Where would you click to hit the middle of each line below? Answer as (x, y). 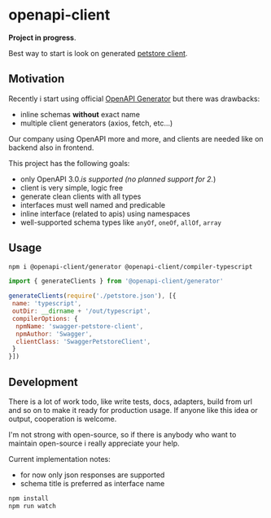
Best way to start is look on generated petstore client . (98, 53)
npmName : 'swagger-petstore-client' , (80, 326)
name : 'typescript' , (47, 304)
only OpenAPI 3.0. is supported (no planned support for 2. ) (118, 179)
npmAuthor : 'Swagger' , (54, 334)
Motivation (37, 79)
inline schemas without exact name (80, 114)
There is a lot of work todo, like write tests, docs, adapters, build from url (130, 402)
